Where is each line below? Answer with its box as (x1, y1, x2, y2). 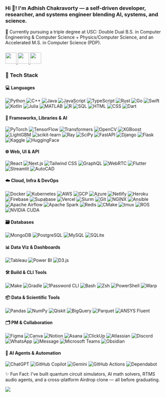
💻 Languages (5, 84, 36, 90)
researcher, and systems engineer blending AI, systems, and (5, 11, 158, 18)
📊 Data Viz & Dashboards (5, 244, 61, 250)
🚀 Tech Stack (5, 72, 39, 79)
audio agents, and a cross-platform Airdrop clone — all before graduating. (5, 377, 160, 383)
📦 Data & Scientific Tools (5, 294, 60, 300)
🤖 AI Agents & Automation (5, 350, 61, 356)
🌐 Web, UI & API (5, 148, 40, 155)
